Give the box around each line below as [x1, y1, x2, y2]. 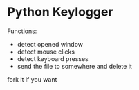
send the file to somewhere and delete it [17, 62, 133, 70]
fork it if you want [7, 75, 57, 83]
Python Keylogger [7, 4, 113, 20]
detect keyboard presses [17, 54, 89, 63]
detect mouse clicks [17, 47, 75, 56]
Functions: [7, 27, 37, 35]
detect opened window [17, 40, 84, 48]
